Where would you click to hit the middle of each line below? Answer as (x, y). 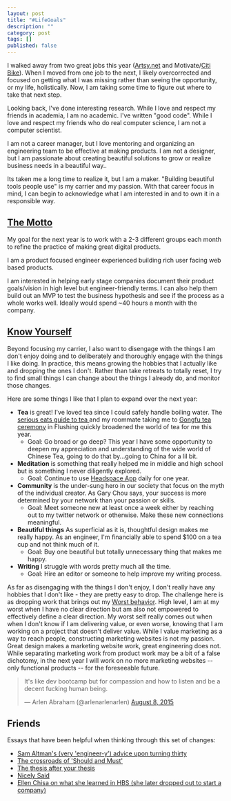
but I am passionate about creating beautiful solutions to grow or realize (109, 158)
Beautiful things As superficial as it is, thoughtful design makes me (113, 529)
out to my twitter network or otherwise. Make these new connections (125, 515)
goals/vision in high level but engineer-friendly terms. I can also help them (112, 288)
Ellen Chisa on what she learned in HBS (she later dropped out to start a (119, 783)
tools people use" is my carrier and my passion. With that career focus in (111, 186)
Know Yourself (40, 332)
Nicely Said (33, 775)
